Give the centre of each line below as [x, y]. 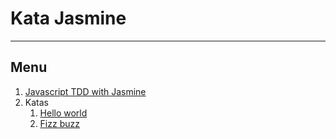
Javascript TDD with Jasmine [85, 91]
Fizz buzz [59, 123]
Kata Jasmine [68, 18]
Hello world [63, 113]
